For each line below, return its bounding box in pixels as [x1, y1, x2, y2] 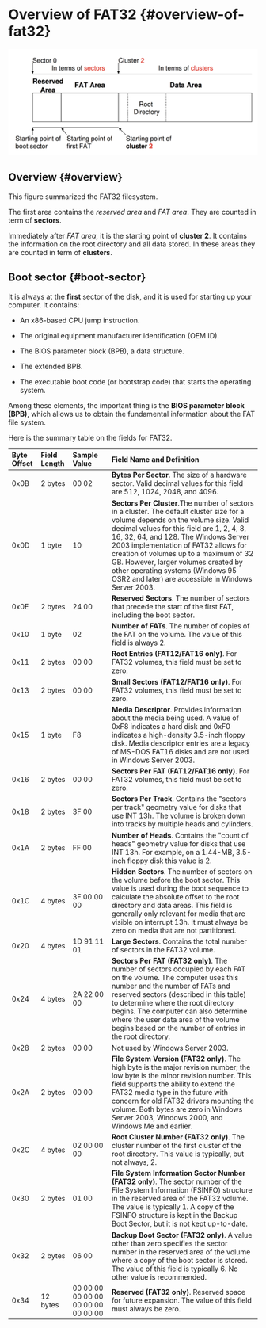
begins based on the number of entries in [112, 1024, 246, 1033]
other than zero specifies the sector [112, 1238, 228, 1248]
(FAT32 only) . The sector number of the [112, 1177, 243, 1186]
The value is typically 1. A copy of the [112, 1202, 234, 1212]
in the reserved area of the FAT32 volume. [112, 1194, 249, 1204]
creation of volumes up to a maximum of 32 [112, 548, 254, 558]
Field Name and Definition [112, 454, 199, 464]
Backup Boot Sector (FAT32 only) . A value [112, 1230, 253, 1239]
